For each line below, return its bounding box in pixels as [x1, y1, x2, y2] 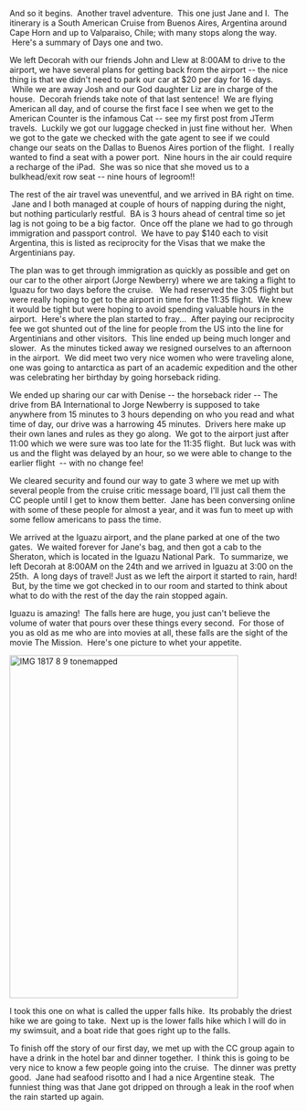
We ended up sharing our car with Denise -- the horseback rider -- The [9, 390, 279, 401]
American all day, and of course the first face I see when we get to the [9, 103, 274, 113]
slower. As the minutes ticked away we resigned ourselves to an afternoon [9, 343, 292, 353]
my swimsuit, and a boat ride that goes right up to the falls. [9, 1025, 231, 1036]
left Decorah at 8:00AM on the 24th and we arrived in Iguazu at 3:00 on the [9, 561, 294, 572]
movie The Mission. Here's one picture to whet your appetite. [9, 637, 242, 647]
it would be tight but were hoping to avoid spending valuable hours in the [9, 304, 284, 315]
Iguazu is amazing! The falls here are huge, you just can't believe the [9, 608, 271, 618]
